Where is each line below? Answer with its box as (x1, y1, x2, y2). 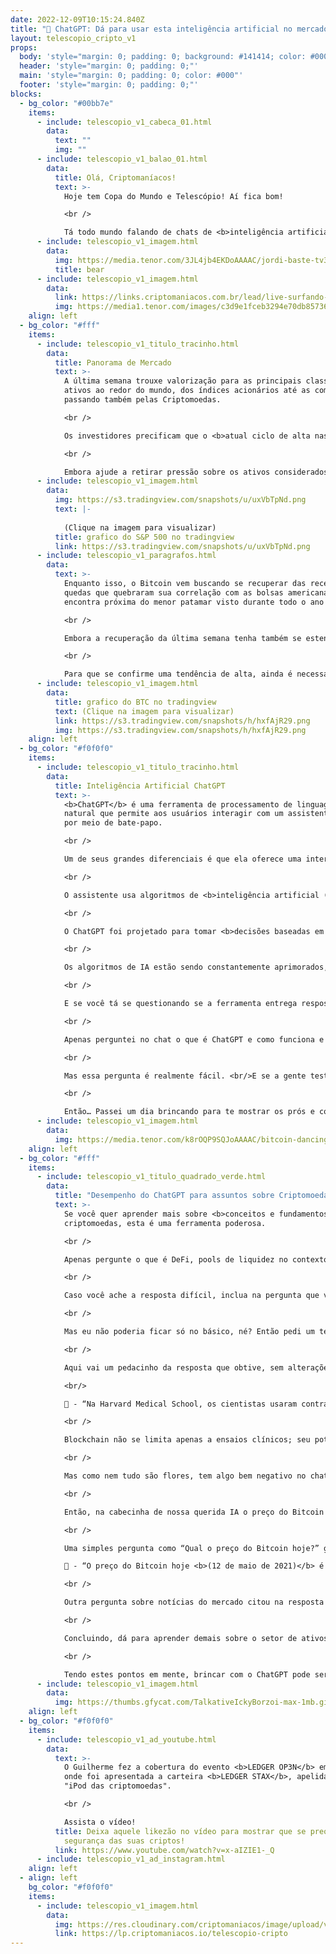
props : (10, 42, 38, 53)
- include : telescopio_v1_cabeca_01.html (36, 117, 213, 127)
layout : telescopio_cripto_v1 (10, 33, 137, 43)
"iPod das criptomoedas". (63, 1781, 172, 1791)
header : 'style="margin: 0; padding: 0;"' (19, 61, 199, 71)
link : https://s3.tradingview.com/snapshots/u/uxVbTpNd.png (54, 541, 311, 551)
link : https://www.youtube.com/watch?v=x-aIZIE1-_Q (54, 1845, 275, 1855)
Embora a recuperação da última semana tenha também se (63, 633, 302, 643)
